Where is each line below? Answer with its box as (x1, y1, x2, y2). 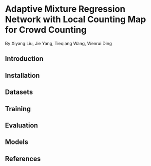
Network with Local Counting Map (5, 14, 146, 25)
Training (5, 104, 31, 113)
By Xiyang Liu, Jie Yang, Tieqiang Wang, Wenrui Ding (5, 40, 112, 46)
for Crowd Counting (5, 24, 87, 35)
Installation (5, 71, 40, 79)
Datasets (5, 88, 33, 96)
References (5, 154, 41, 163)
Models (5, 138, 28, 146)
